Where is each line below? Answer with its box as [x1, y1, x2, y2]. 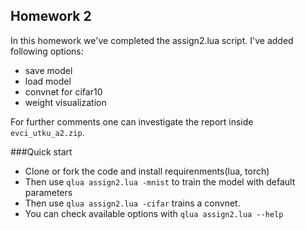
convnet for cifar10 [24, 85, 103, 98]
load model [24, 75, 72, 87]
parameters [24, 186, 73, 198]
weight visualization [24, 96, 107, 108]
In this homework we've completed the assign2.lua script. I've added [10, 34, 294, 46]
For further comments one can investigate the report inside [10, 115, 254, 128]
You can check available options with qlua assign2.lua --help [24, 207, 284, 219]
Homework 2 [10, 8, 92, 25]
